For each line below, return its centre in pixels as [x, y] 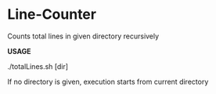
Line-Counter [52, 14]
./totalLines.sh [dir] [38, 66]
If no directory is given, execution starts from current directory [108, 81]
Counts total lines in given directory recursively [83, 36]
